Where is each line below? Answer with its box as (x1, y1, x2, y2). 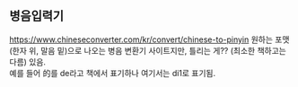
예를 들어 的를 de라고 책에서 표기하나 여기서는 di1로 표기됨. (9, 67, 216, 78)
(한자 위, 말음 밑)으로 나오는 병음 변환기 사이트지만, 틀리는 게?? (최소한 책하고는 (9, 45, 287, 56)
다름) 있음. (9, 57, 47, 67)
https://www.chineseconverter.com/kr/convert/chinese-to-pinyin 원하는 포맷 (9, 34, 290, 45)
